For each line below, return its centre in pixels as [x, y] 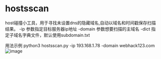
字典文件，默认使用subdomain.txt [56, 35]
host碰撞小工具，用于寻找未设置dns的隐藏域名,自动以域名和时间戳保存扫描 [80, 23]
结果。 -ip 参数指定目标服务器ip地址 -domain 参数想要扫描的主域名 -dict [78, 29]
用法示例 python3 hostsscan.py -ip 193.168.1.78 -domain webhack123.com [80, 45]
